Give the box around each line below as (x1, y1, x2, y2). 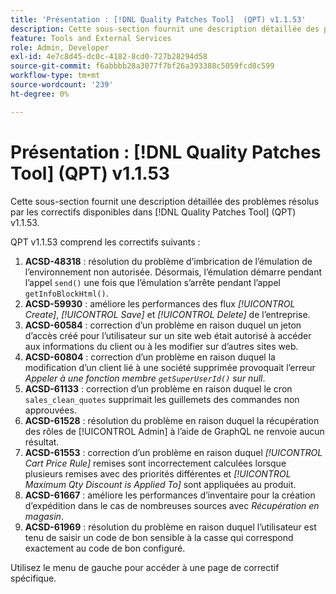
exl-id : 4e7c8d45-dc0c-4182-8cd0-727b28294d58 (10, 52, 208, 62)
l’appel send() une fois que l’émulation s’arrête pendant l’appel (24, 276, 281, 288)
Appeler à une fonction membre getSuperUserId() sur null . (24, 372, 266, 384)
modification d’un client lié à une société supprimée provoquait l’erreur (24, 361, 316, 373)
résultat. (24, 436, 60, 448)
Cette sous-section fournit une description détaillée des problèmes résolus (10, 195, 320, 207)
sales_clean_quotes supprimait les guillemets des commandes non (24, 393, 300, 405)
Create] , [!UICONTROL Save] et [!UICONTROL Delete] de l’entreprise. (24, 308, 311, 320)
